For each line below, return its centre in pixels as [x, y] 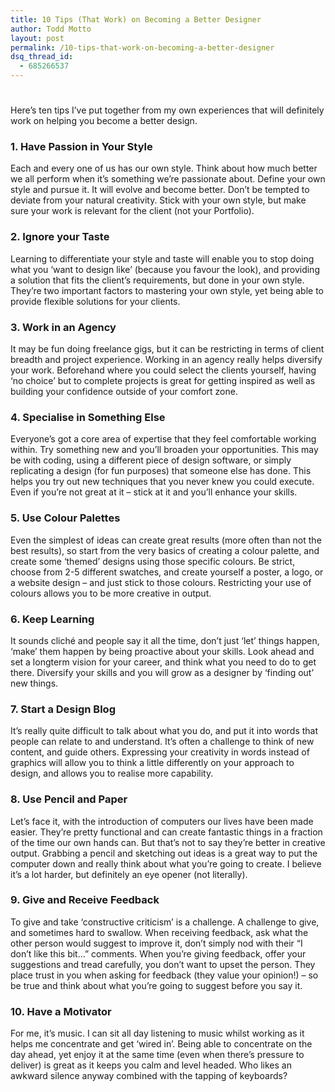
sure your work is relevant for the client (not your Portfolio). [132, 211]
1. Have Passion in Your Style [81, 147]
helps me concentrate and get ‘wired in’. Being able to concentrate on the [161, 1044]
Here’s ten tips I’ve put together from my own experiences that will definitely [167, 110]
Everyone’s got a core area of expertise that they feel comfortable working [163, 439]
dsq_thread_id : [42, 57]
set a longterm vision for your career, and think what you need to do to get [163, 662]
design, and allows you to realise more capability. [112, 773]
